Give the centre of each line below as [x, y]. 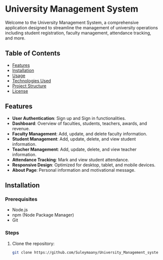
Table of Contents [33, 53]
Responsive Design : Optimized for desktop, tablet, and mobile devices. [84, 165]
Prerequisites [21, 199]
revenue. [21, 128]
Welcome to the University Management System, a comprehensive [72, 22]
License [20, 91]
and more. [15, 38]
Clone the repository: [33, 243]
